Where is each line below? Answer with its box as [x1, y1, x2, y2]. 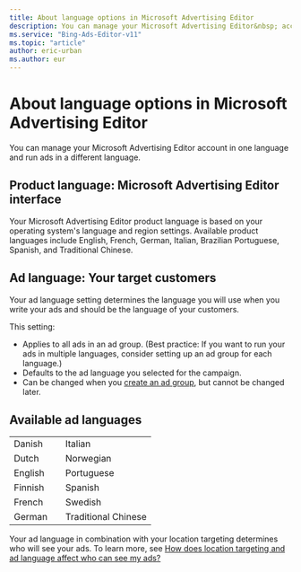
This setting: [9, 321, 56, 332]
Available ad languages [9, 412, 142, 427]
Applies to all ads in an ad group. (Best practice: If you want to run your [21, 339, 286, 349]
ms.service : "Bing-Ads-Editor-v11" [9, 30, 142, 39]
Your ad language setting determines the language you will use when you [9, 294, 280, 305]
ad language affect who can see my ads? [9, 553, 161, 564]
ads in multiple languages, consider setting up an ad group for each [21, 348, 272, 359]
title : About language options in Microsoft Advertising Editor [9, 13, 254, 22]
